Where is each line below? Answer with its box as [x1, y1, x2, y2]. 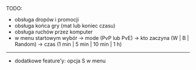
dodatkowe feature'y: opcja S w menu [14, 57, 106, 64]
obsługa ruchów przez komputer [14, 28, 93, 35]
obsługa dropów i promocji [14, 16, 79, 23]
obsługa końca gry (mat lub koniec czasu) [14, 23, 116, 29]
